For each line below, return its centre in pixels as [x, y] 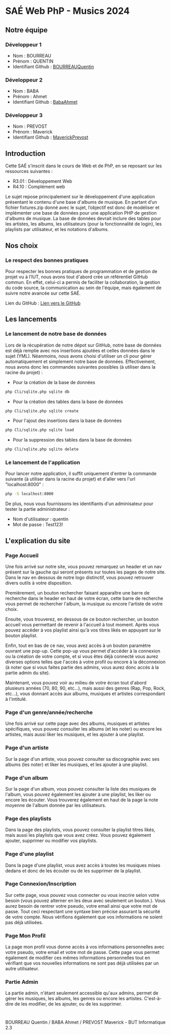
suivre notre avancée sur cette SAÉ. [43, 293]
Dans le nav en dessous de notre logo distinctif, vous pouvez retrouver [80, 578]
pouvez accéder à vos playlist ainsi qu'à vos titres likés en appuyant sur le [83, 630]
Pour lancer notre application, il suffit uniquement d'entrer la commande [81, 474]
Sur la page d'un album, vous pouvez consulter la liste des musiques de [81, 789]
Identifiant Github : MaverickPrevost [50, 137]
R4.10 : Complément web [39, 187]
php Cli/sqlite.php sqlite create [42, 411]
